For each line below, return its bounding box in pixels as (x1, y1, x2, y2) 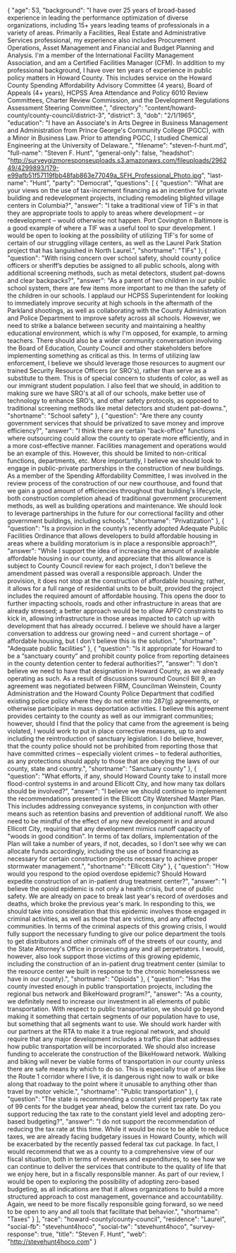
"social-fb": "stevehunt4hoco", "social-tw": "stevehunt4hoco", (7, 1223, 189, 1230)
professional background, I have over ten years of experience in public (7, 66, 213, 74)
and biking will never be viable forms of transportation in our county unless (7, 1057, 225, 1066)
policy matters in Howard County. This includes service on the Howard (7, 73, 213, 82)
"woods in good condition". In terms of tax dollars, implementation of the (7, 832, 218, 840)
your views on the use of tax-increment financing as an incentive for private (7, 187, 228, 194)
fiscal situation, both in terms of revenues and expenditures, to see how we (7, 1155, 225, 1163)
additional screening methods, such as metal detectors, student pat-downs (7, 269, 225, 277)
